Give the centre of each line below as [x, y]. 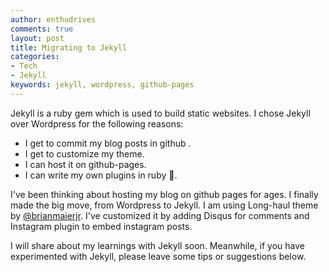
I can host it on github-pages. [85, 164]
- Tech [24, 66]
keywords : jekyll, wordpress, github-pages [102, 85]
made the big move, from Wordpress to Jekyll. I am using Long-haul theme [164, 205]
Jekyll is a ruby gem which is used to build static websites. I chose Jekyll [160, 113]
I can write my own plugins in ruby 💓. [101, 175]
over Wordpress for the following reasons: [97, 123]
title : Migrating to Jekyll [69, 47]
